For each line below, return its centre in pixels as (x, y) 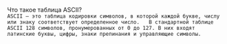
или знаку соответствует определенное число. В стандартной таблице (110, 22)
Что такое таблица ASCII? (45, 10)
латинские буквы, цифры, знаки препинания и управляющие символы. (104, 34)
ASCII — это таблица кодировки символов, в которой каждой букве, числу (113, 16)
